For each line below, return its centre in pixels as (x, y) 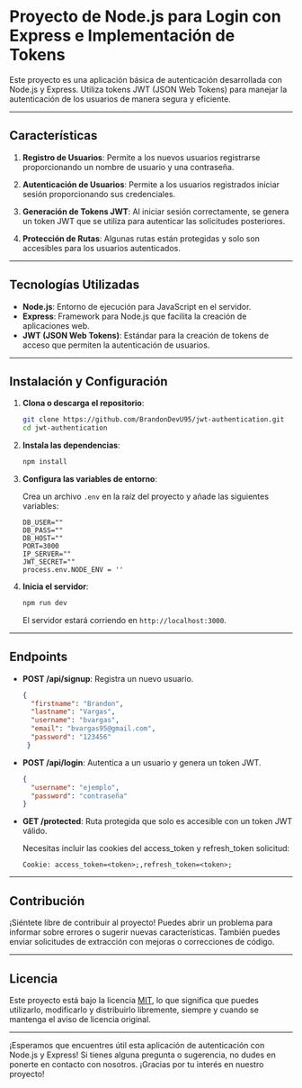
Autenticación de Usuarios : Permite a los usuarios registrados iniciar (151, 184)
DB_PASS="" (43, 530)
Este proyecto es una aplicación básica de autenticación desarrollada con (146, 79)
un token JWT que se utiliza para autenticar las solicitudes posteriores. (154, 221)
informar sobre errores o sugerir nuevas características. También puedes (145, 932)
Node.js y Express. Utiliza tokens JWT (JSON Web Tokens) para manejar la (148, 89)
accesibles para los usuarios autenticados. (102, 248)
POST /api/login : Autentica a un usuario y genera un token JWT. (142, 762)
